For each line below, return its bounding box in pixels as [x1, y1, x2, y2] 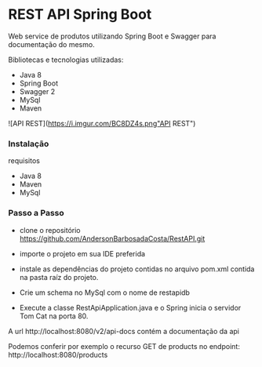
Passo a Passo [8, 208, 64, 219]
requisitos [8, 156, 41, 165]
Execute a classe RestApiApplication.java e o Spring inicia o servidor [19, 303, 242, 312]
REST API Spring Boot [8, 5, 152, 24]
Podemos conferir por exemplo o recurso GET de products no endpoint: [8, 341, 241, 351]
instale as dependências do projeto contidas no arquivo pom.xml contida [19, 264, 255, 274]
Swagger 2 [19, 86, 56, 96]
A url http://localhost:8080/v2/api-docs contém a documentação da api [8, 326, 239, 336]
